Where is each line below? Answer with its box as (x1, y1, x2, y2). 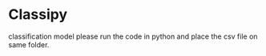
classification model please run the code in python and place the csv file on (8, 32, 258, 41)
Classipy (8, 6, 68, 24)
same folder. (8, 39, 50, 49)
